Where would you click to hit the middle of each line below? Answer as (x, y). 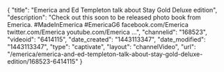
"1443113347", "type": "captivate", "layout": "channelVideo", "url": (102, 47)
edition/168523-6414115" (43, 61)
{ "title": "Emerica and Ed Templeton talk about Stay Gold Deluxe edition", (112, 10)
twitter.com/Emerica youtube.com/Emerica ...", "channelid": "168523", (107, 32)
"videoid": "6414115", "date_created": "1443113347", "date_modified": (107, 39)
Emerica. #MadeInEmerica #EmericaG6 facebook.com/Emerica (98, 25)
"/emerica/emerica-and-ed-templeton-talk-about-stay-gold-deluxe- (105, 54)
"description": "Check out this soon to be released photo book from (104, 17)
